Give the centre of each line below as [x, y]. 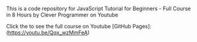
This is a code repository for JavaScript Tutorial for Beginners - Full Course [98, 9]
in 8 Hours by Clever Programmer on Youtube [62, 15]
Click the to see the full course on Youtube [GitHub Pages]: [79, 26]
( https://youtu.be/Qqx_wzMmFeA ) [48, 33]
